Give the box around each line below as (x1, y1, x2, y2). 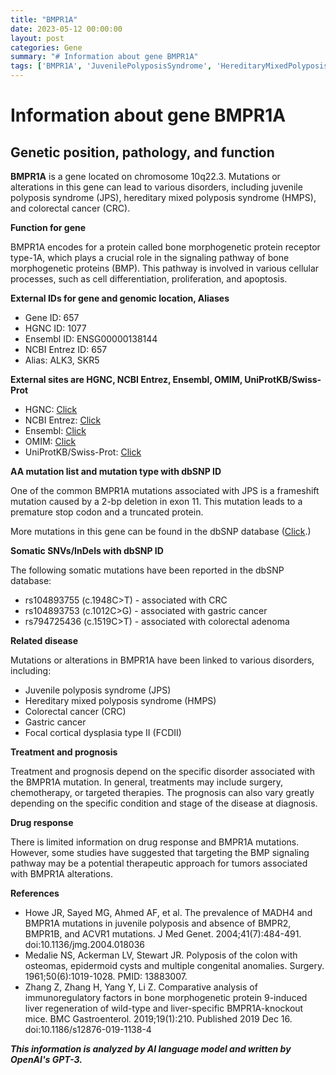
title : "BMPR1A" (10, 14, 78, 25)
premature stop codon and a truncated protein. (10, 506, 204, 518)
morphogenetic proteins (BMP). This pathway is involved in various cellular (10, 262, 320, 274)
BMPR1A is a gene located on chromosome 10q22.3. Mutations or (10, 171, 281, 182)
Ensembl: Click (24, 425, 87, 436)
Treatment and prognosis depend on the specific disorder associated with (10, 766, 315, 777)
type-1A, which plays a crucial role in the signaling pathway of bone (10, 252, 290, 263)
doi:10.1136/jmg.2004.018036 (24, 939, 146, 950)
